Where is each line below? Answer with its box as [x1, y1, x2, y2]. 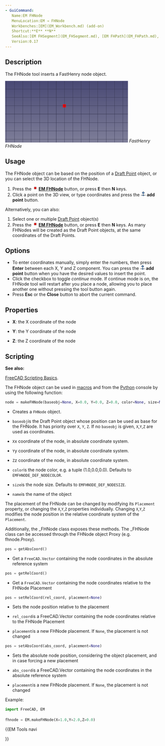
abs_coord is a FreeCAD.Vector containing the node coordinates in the [12, 667, 152, 673]
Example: [5, 697, 24, 703]
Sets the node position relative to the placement [12, 604, 110, 610]
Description [5, 58, 42, 66]
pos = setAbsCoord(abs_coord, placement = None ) [5, 644, 102, 649]
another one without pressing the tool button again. [12, 286, 116, 292]
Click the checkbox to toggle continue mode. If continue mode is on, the [12, 276, 159, 282]
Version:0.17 [11, 39, 38, 44]
